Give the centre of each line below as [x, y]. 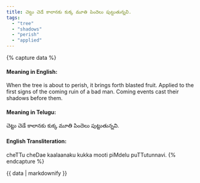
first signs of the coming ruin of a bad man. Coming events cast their [93, 91]
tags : [13, 18]
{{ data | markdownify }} [37, 173]
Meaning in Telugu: [31, 112]
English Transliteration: [37, 141]
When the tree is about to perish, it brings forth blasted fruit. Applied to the [100, 85]
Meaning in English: [32, 71]
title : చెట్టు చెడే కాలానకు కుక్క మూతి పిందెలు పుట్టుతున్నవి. [69, 12]
